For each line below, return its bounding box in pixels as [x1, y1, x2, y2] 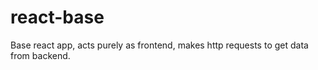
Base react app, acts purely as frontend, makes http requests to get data [10, 39, 309, 51]
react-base [10, 6, 105, 29]
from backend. [10, 49, 71, 61]
